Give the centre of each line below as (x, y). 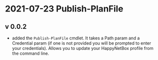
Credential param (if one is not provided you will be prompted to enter (81, 43)
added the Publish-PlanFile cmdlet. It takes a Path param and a (76, 38)
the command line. (30, 53)
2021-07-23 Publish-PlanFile (64, 9)
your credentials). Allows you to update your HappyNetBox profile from (83, 48)
